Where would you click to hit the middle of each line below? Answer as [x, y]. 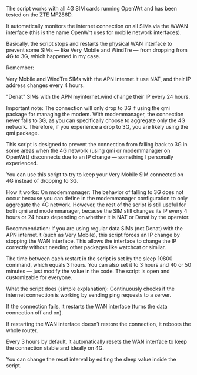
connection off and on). [35, 313]
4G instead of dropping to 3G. [42, 181]
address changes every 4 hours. [45, 85]
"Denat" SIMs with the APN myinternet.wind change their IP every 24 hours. [98, 97]
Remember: [20, 68]
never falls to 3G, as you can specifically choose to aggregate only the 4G [96, 120]
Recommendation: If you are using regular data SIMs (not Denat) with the [95, 228]
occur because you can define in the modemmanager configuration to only [97, 198]
